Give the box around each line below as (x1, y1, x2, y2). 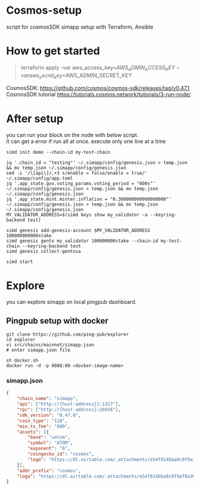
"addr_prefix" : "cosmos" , (17, 467, 82, 474)
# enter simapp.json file (6, 347, 70, 353)
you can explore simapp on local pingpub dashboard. (6, 299, 137, 306)
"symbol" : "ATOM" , (27, 440, 73, 446)
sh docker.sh (6, 358, 39, 364)
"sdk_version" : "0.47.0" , (17, 412, 82, 418)
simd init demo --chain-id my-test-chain (6, 150, 111, 156)
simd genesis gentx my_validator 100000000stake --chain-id (6, 238, 159, 244)
